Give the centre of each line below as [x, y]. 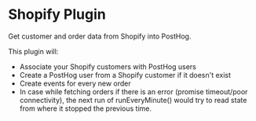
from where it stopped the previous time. [85, 108]
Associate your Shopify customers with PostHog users [108, 66]
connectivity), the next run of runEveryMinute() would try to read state [133, 100]
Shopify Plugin [57, 15]
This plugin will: [33, 51]
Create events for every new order [75, 83]
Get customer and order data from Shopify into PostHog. [100, 36]
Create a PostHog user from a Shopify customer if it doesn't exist [125, 75]
